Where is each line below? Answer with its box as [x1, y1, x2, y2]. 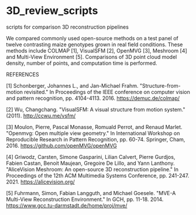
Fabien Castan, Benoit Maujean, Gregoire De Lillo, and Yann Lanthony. [6, 159, 175, 167]
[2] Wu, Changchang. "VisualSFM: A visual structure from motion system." [6, 106, 185, 113]
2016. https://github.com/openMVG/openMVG [6, 142, 117, 149]
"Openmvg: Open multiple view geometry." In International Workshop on [6, 130, 180, 137]
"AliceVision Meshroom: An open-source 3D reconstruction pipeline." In [6, 165, 179, 173]
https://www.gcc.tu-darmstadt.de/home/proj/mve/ [6, 202, 128, 209]
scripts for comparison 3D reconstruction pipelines [6, 23, 129, 30]
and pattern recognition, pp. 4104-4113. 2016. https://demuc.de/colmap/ [6, 95, 180, 102]
